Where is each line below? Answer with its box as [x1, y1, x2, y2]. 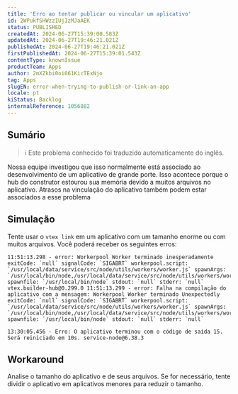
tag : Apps [7, 76, 37, 84]
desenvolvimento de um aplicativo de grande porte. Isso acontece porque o [7, 170, 229, 178]
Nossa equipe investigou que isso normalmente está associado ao [7, 163, 201, 171]
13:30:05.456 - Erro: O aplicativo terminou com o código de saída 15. [7, 328, 223, 335]
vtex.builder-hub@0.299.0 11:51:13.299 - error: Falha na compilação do [7, 285, 227, 292]
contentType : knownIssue [7, 57, 81, 64]
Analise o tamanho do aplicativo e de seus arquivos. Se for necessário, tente [7, 372, 231, 381]
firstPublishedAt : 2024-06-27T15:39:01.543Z [7, 50, 141, 58]
